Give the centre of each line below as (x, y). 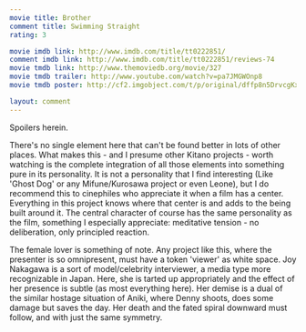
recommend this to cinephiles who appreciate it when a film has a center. (147, 193)
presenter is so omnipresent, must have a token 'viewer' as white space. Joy (153, 259)
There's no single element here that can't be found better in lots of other (145, 145)
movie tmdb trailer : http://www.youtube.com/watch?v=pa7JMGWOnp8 (136, 77)
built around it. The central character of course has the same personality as (151, 212)
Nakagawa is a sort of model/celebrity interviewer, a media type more (140, 268)
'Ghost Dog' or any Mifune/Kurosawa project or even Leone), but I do (139, 184)
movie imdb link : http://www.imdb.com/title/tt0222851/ (117, 51)
